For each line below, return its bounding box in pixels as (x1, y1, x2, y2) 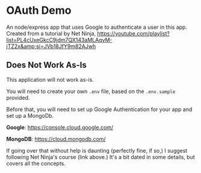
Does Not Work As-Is (6, 60, 87, 70)
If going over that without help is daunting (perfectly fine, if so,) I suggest (6, 147, 188, 154)
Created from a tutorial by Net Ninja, (6, 29, 96, 37)
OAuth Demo (6, 4, 72, 17)
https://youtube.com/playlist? (97, 29, 170, 37)
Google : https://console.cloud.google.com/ (6, 124, 114, 131)
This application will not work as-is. (6, 76, 94, 83)
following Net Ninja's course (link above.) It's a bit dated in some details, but (6, 153, 196, 160)
